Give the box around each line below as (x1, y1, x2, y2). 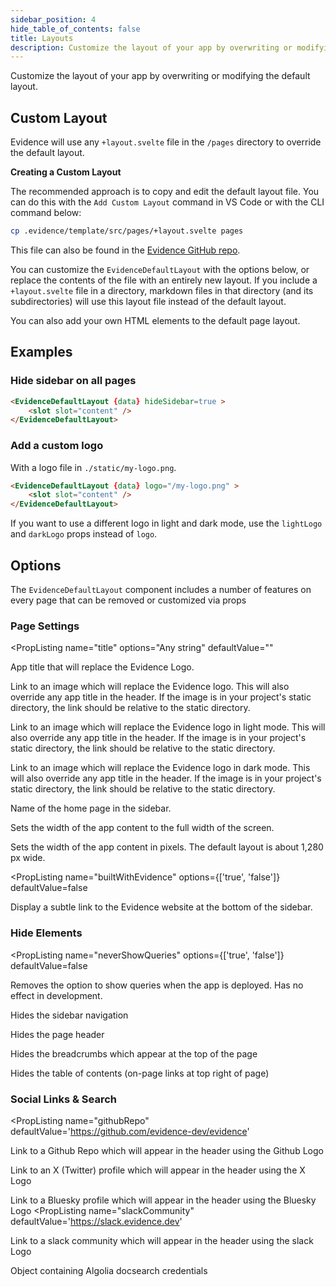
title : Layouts (10, 33, 74, 43)
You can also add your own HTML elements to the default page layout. (10, 314, 301, 326)
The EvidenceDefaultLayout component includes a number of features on (10, 583, 312, 595)
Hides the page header (10, 1028, 105, 1040)
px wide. (10, 852, 46, 864)
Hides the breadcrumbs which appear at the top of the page (10, 1047, 258, 1060)
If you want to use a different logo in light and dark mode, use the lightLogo (10, 517, 323, 530)
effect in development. (10, 989, 103, 1001)
